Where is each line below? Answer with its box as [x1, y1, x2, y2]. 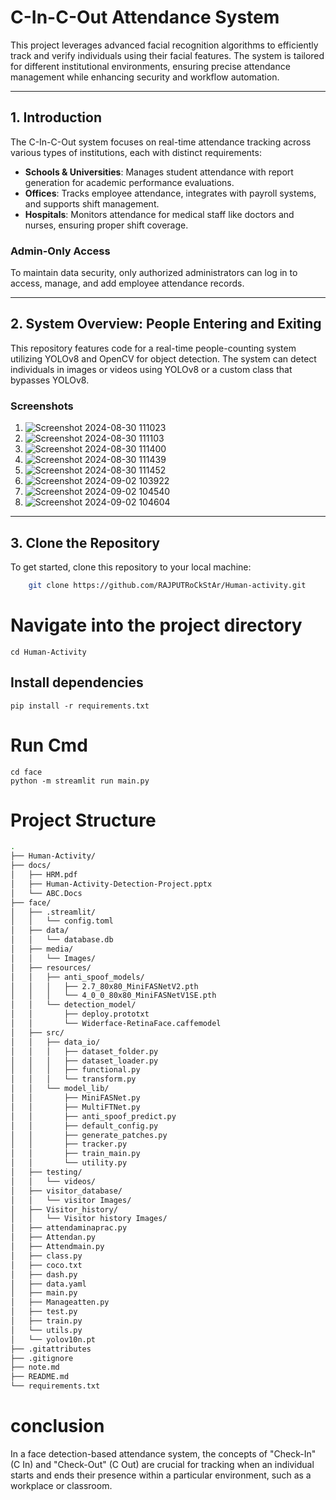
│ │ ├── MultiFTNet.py [10, 1102, 141, 1112]
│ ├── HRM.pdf [10, 870, 78, 880]
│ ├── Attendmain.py [10, 1242, 105, 1252]
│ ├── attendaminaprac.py [10, 1223, 128, 1233]
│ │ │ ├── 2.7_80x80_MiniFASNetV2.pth [10, 981, 199, 991]
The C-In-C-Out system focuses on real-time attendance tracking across [10, 136, 312, 148]
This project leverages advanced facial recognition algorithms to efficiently [10, 39, 319, 51]
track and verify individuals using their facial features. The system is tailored [10, 49, 325, 61]
